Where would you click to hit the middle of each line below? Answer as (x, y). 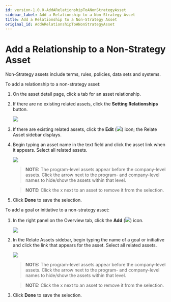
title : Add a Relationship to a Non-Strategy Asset (61, 19)
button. (20, 109)
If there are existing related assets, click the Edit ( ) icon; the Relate (85, 129)
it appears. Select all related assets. (50, 150)
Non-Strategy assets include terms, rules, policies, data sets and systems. (83, 74)
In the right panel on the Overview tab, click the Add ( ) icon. (78, 221)
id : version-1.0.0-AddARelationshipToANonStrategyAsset (66, 10)
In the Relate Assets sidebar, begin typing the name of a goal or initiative (88, 240)
